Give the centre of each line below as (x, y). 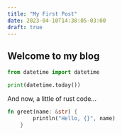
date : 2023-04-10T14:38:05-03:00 (57, 21)
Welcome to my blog (54, 56)
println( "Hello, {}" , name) (74, 118)
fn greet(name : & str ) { (43, 112)
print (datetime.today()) (44, 85)
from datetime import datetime (54, 72)
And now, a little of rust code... (52, 98)
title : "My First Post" (43, 14)
